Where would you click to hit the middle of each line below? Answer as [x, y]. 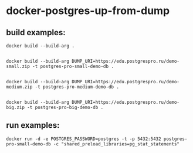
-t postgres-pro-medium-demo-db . [77, 87]
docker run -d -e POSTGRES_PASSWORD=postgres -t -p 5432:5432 [84, 139]
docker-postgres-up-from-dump [88, 11]
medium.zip [19, 87]
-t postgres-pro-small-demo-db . [73, 66]
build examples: [36, 33]
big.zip [16, 107]
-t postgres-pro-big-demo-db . [65, 107]
